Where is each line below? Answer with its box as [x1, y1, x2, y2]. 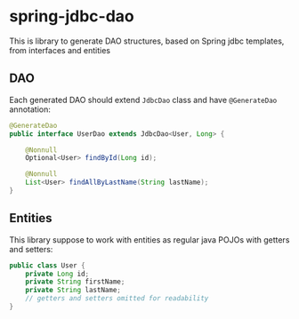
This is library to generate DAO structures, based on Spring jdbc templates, [9, 36, 285, 46]
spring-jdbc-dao [9, 6, 135, 27]
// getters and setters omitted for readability [25, 294, 209, 303]
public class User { [9, 260, 86, 270]
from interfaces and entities [9, 44, 111, 55]
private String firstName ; [25, 277, 125, 286]
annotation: [9, 104, 51, 115]
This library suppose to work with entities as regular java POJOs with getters [9, 234, 290, 245]
